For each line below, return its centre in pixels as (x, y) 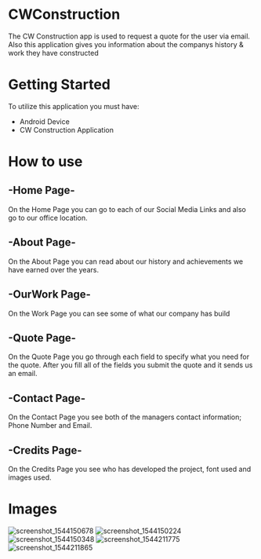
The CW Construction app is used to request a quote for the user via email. (129, 36)
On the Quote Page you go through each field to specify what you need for (129, 357)
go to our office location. (48, 217)
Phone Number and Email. (50, 426)
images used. (30, 477)
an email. (23, 374)
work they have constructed (54, 53)
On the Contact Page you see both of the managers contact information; (125, 417)
